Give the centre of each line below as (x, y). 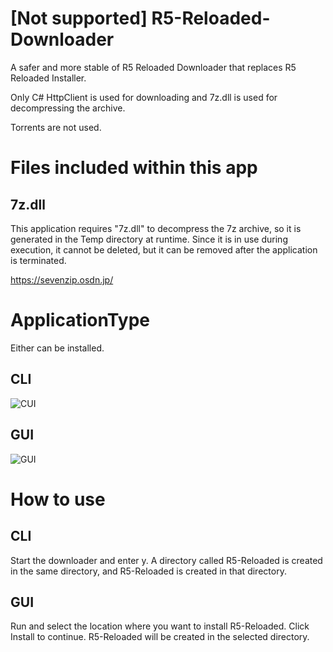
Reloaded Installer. (48, 78)
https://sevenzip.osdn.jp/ (62, 279)
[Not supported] (79, 18)
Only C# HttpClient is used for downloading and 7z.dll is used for (144, 97)
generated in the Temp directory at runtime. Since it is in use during (149, 239)
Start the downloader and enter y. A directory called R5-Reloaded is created (166, 560)
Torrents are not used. (56, 127)
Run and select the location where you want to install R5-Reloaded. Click (160, 626)
